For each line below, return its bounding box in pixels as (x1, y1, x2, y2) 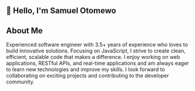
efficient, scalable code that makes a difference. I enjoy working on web (6, 54, 180, 61)
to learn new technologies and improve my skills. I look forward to (6, 66, 166, 73)
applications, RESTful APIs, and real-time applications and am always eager (6, 60, 189, 67)
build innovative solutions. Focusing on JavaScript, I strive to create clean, (6, 47, 186, 54)
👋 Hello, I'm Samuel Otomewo (6, 6, 116, 16)
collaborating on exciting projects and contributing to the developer (6, 72, 169, 79)
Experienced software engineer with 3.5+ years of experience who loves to (6, 41, 188, 48)
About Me (6, 26, 43, 36)
